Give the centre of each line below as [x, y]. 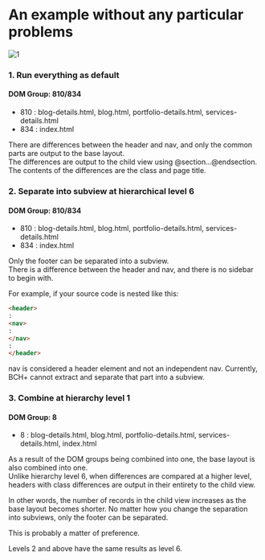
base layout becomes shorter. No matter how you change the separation [128, 509]
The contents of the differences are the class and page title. [107, 171]
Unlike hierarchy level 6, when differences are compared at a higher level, [130, 476]
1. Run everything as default [64, 75]
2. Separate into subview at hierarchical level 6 [102, 191]
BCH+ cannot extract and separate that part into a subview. [106, 377]
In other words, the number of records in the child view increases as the [127, 500]
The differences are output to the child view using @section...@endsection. [133, 162]
